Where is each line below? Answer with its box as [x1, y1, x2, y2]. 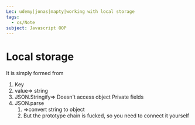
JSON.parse [14, 100, 45, 107]
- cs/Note [11, 19, 35, 25]
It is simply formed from [6, 70, 64, 77]
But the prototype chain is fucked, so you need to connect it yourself [23, 112, 189, 119]
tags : [6, 14, 19, 20]
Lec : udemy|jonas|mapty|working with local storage [6, 8, 135, 15]
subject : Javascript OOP [6, 25, 67, 31]
